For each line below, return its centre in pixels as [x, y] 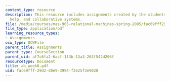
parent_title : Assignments [34, 47]
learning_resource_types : [32, 33]
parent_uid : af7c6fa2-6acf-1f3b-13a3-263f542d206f [60, 57]
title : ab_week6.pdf [27, 66]
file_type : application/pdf [35, 29]
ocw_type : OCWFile [25, 43]
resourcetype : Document [30, 61]
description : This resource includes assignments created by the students [86, 15]
